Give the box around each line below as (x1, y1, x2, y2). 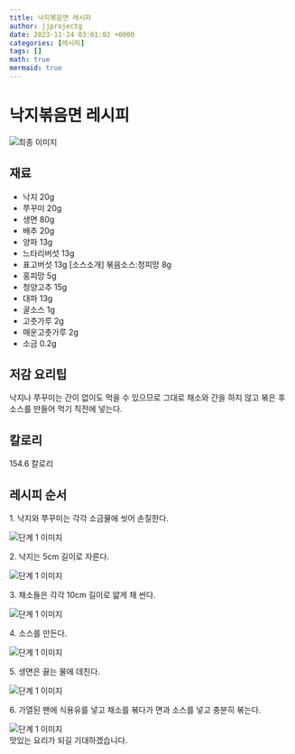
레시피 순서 (9, 487, 68, 502)
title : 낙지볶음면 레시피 (9, 13, 92, 23)
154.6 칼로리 (9, 458, 54, 469)
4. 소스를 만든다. (9, 628, 68, 639)
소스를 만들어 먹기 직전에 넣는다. (9, 403, 124, 415)
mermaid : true (9, 64, 63, 73)
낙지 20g (22, 191, 55, 202)
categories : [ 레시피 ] (9, 38, 86, 48)
